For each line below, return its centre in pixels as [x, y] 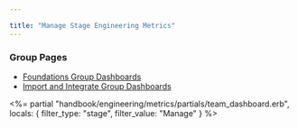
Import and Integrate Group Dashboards [97, 86]
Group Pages [38, 57]
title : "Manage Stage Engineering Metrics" [93, 25]
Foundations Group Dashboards [82, 77]
